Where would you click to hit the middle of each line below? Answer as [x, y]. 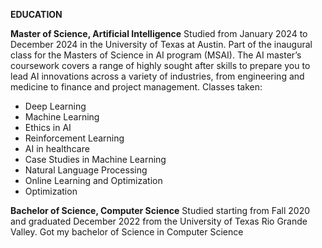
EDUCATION [36, 14]
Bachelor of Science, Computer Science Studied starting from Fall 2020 [160, 210]
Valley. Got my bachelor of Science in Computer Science [127, 232]
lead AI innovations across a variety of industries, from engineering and [157, 76]
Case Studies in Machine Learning [95, 159]
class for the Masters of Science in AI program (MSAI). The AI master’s [156, 55]
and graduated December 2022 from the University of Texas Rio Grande [159, 221]
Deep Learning [55, 106]
